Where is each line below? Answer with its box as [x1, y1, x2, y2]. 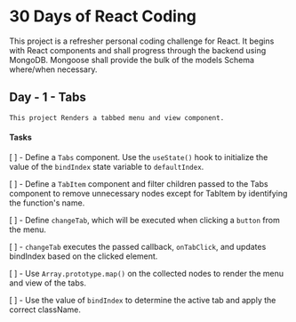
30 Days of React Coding [9, 6, 197, 27]
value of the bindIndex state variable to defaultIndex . [9, 161, 204, 172]
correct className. [9, 304, 82, 315]
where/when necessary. [9, 64, 98, 75]
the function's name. [9, 197, 85, 208]
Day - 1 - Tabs [9, 90, 86, 105]
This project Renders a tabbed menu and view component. [9, 113, 225, 122]
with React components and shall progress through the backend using [9, 44, 267, 55]
